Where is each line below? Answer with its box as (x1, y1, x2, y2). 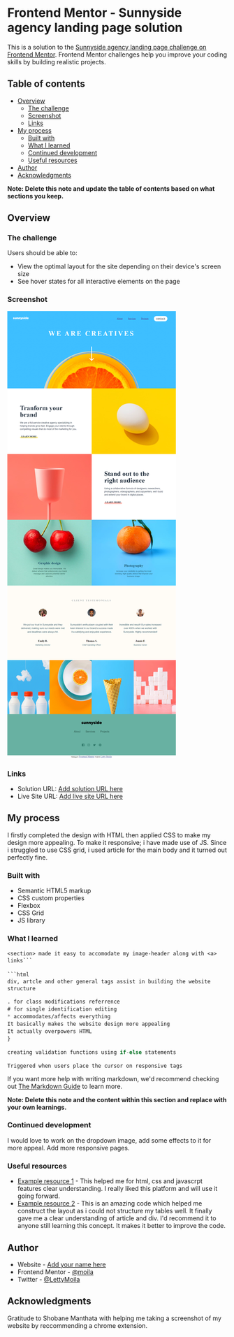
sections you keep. (7, 191, 64, 200)
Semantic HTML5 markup (17, 886, 92, 895)
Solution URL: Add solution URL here (17, 785, 124, 793)
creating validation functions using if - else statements (7, 1048, 177, 1056)
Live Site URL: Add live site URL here (17, 792, 124, 801)
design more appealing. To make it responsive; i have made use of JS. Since (7, 838, 227, 846)
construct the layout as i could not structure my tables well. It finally (17, 1207, 212, 1215)
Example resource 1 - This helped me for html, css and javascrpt (17, 1177, 203, 1185)
